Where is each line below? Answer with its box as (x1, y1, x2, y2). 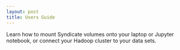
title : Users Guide (6, 14, 55, 20)
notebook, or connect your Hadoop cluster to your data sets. (6, 37, 157, 44)
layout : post (6, 8, 39, 15)
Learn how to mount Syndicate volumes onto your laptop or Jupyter (6, 30, 175, 37)
